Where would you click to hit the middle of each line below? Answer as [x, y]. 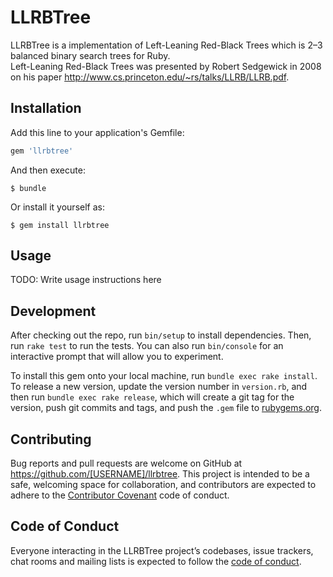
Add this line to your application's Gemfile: [97, 132]
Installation [46, 108]
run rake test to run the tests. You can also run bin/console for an [147, 346]
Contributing [51, 439]
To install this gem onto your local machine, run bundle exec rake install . [164, 376]
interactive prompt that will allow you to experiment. [117, 357]
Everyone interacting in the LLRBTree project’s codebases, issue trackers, [162, 550]
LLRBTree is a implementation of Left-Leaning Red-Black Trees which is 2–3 [166, 45]
